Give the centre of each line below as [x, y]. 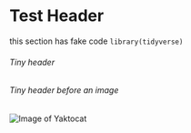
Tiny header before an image [64, 90]
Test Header [57, 16]
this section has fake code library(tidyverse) [96, 41]
